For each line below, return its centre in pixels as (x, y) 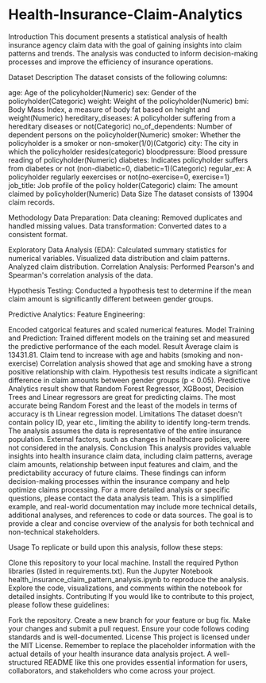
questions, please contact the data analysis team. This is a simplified (121, 498)
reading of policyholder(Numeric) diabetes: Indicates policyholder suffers (128, 159)
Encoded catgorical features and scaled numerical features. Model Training (132, 329)
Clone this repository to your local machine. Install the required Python (123, 562)
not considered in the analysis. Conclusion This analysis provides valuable (130, 447)
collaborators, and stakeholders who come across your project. (112, 670)
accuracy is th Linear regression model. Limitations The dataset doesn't (125, 413)
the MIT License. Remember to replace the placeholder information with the (132, 645)
